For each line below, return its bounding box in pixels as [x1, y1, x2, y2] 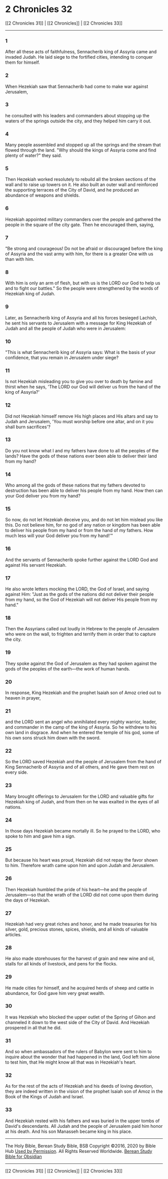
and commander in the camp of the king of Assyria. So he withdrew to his [5, 724, 156, 730]
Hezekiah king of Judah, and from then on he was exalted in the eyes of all [5, 798, 159, 804]
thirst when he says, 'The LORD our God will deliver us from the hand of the [5, 384, 161, 390]
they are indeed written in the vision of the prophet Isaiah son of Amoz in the [5, 1088, 163, 1094]
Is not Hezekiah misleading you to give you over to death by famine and [5, 379, 152, 385]
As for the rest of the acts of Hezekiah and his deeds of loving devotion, [5, 1083, 153, 1089]
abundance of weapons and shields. [5, 192, 80, 199]
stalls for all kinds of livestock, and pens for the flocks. [5, 961, 117, 967]
